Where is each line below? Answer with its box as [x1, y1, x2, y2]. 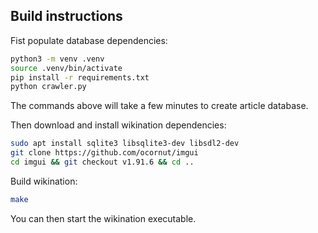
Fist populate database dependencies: [10, 34, 168, 46]
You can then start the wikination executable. [10, 212, 197, 224]
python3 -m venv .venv [10, 54, 105, 64]
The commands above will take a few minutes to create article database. [10, 100, 309, 112]
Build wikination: [10, 175, 78, 187]
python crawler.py [10, 82, 87, 92]
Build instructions [10, 8, 123, 25]
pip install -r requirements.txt [10, 72, 150, 83]
